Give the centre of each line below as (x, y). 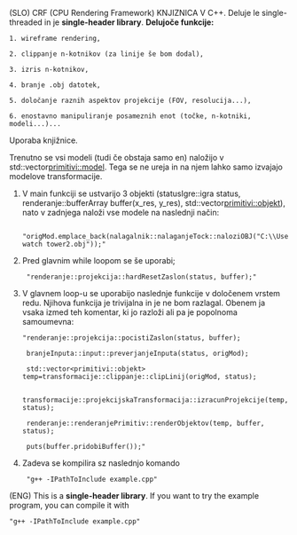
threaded (26, 22)
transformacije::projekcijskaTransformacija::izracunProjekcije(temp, (155, 400)
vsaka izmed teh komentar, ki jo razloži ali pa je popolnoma (129, 312)
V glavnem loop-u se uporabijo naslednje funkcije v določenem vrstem (151, 293)
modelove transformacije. (56, 176)
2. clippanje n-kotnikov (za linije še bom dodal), (106, 54)
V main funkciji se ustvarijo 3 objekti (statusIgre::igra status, (131, 193)
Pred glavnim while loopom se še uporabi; (98, 260)
